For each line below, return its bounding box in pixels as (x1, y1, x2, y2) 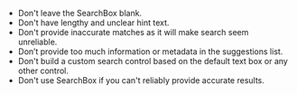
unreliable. (17, 36, 58, 47)
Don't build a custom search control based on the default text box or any (17, 56, 289, 66)
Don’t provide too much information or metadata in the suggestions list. (17, 46, 283, 57)
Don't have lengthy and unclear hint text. (17, 17, 170, 28)
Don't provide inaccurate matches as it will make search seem (17, 27, 249, 37)
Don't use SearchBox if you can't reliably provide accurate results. (17, 75, 265, 85)
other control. (17, 65, 70, 76)
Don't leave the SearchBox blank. (17, 8, 143, 18)
